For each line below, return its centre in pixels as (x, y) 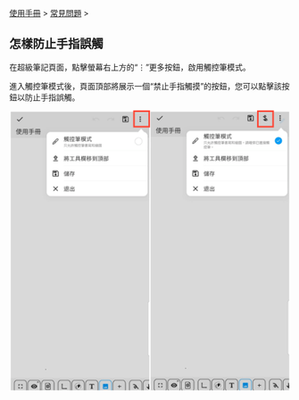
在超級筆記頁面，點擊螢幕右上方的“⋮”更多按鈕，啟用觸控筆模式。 (130, 67)
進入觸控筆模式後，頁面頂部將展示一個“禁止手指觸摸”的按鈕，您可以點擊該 (146, 86)
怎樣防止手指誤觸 (56, 44)
